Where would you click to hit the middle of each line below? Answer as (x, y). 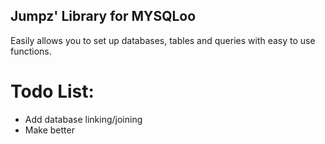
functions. (31, 51)
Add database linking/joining (83, 119)
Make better (49, 130)
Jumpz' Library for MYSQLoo (103, 16)
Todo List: (52, 91)
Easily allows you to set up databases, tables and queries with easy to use (163, 40)
